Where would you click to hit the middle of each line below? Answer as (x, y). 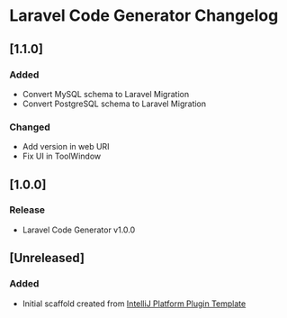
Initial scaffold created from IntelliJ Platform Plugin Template (134, 304)
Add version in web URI (66, 147)
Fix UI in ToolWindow (62, 156)
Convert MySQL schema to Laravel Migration (106, 94)
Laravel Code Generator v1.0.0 (79, 230)
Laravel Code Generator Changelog (144, 16)
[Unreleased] (47, 258)
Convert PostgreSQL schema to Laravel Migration (114, 104)
